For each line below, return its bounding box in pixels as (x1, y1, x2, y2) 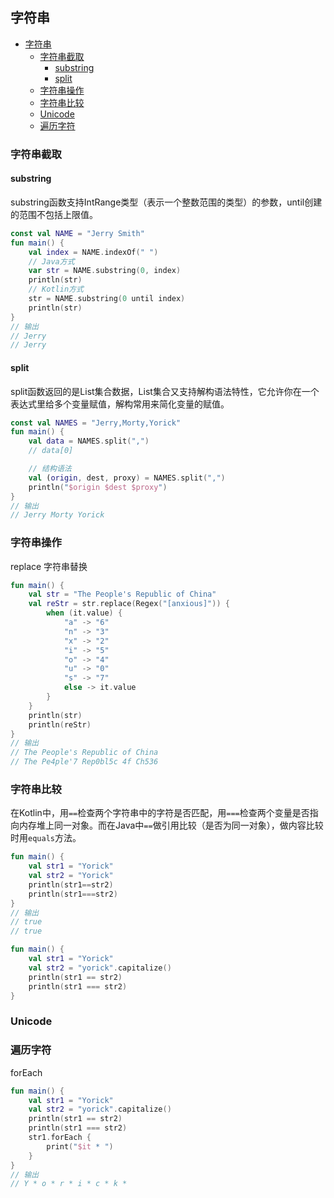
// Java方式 (28, 256, 75, 267)
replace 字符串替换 (10, 560, 88, 572)
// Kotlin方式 (28, 284, 84, 295)
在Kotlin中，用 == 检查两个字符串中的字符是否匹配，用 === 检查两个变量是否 (10, 807, 310, 819)
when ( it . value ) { (46, 608, 123, 618)
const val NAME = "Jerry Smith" (10, 228, 145, 238)
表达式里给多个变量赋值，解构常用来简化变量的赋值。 (10, 398, 230, 410)
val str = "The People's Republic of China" (28, 589, 217, 600)
